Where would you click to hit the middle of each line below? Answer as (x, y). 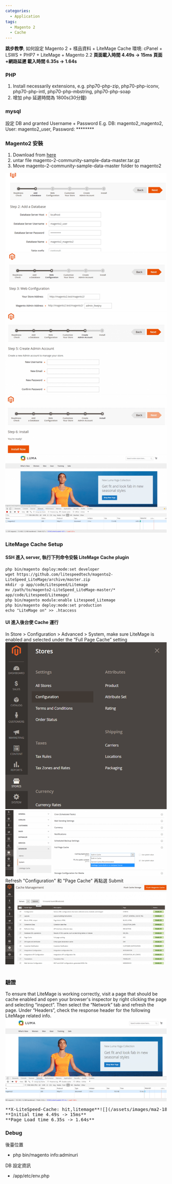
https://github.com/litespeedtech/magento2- (65, 574)
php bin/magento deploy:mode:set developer (52, 569)
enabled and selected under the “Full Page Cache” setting (66, 639)
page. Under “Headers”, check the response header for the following (78, 1010)
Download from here (34, 155)
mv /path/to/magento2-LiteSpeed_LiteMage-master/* (60, 590)
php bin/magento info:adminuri (45, 1155)
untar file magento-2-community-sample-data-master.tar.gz (76, 160)
